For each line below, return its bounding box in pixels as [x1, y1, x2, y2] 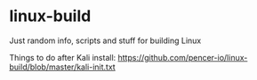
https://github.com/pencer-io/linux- [117, 52, 248, 62]
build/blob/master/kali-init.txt [9, 62, 116, 72]
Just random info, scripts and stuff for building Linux [9, 35, 202, 46]
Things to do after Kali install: [9, 52, 116, 62]
